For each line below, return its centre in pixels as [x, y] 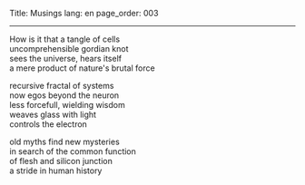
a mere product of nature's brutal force [83, 68]
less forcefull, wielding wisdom [67, 105]
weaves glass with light [53, 114]
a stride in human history [56, 170]
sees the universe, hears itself [66, 58]
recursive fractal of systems [62, 86]
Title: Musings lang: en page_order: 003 [84, 13]
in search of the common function [73, 151]
